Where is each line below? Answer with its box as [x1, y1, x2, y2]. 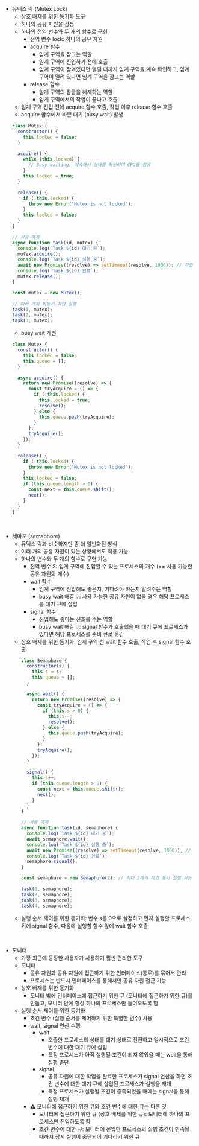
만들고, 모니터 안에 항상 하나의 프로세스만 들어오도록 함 [29, 999, 159, 1007]
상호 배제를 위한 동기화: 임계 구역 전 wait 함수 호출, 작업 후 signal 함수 [20, 638, 185, 645]
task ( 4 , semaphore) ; [20, 903, 73, 909]
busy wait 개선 [20, 329, 57, 337]
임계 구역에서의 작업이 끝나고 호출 [38, 96, 118, 103]
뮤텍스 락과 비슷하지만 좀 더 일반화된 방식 [20, 540, 118, 547]
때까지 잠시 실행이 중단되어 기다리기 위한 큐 [38, 1133, 140, 1140]
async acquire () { [17, 375, 64, 381]
